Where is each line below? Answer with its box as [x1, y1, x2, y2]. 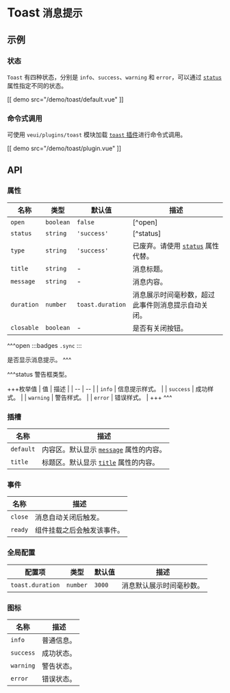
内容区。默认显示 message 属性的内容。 [42, 445, 166, 454]
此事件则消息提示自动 [132, 300, 202, 309]
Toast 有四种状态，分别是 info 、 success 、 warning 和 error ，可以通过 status [7, 73, 222, 81]
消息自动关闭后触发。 [34, 513, 104, 522]
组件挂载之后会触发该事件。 [34, 526, 125, 535]
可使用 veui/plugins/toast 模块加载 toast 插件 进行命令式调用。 [7, 130, 187, 139]
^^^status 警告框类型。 [7, 370, 71, 378]
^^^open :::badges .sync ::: [7, 341, 82, 349]
